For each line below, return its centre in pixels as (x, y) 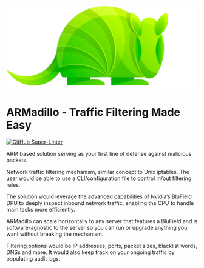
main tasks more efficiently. (41, 209)
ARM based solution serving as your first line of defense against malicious (99, 153)
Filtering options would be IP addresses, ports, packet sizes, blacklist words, (102, 246)
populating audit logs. (33, 258)
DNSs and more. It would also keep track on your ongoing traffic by (90, 252)
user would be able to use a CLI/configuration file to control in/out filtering (99, 178)
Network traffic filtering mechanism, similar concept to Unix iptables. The (98, 172)
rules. (13, 184)
